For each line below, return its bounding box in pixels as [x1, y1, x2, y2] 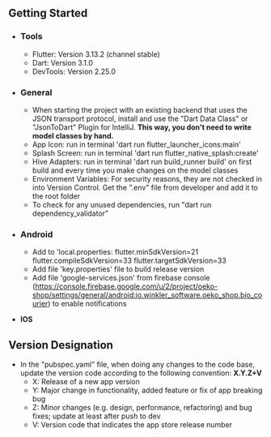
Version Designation [8, 338, 113, 352]
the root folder [32, 191, 81, 201]
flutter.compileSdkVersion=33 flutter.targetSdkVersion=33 [32, 255, 227, 266]
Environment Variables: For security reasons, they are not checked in [32, 174, 263, 183]
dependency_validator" [32, 208, 109, 218]
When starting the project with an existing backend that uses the [32, 105, 248, 114]
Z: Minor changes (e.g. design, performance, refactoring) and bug [32, 403, 252, 413]
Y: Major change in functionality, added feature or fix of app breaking [32, 385, 263, 396]
